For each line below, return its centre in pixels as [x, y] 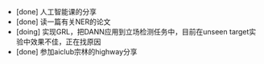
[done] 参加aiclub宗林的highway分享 [77, 52]
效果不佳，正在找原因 [66, 42]
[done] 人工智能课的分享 [56, 12]
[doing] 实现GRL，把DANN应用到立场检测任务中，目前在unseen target [132, 32]
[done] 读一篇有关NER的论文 [63, 22]
